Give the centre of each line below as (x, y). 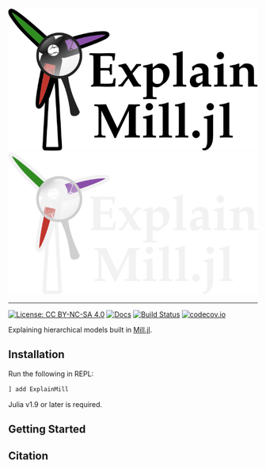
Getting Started (47, 429)
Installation (36, 354)
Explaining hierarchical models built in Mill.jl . (80, 329)
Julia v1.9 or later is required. (55, 404)
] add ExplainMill (38, 389)
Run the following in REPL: (51, 374)
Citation (28, 456)
